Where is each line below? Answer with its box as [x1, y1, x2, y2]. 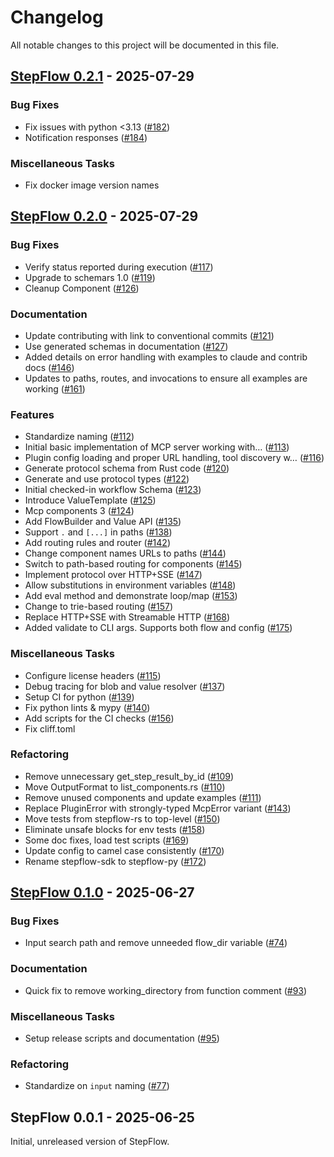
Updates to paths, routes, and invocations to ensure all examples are [24, 372, 308, 384]
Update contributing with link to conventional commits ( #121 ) [24, 329, 275, 341]
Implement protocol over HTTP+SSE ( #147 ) [24, 569, 203, 581]
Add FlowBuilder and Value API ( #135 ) [24, 516, 182, 528]
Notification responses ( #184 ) [24, 131, 148, 143]
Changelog [10, 6, 104, 29]
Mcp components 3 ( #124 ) [24, 505, 135, 517]
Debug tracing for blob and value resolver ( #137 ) [24, 680, 226, 692]
